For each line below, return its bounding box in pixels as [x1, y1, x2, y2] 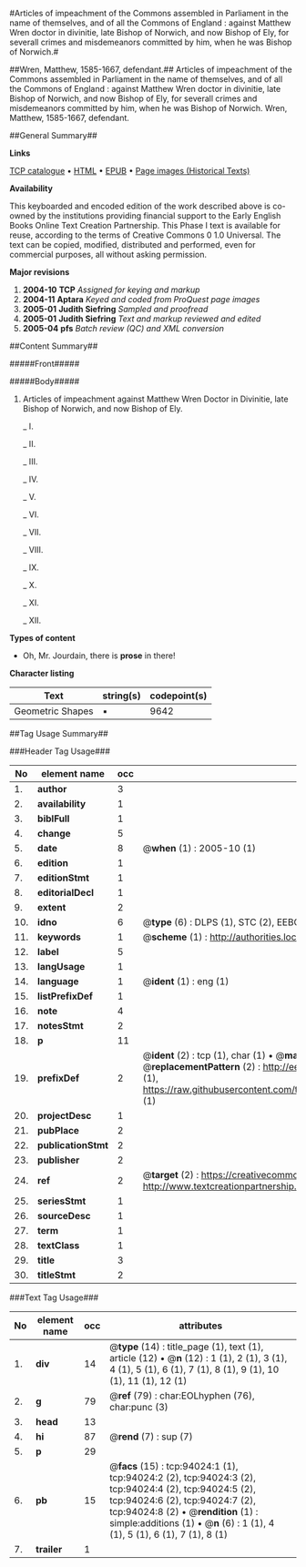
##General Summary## [9, 130, 97, 140]
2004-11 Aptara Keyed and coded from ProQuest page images [22, 294, 260, 304]
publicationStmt [37, 1139, 109, 1151]
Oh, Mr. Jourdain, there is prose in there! [22, 650, 176, 661]
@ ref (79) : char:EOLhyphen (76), [108, 1389, 255, 1401]
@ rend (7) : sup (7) [108, 1430, 193, 1442]
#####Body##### [9, 376, 80, 386]
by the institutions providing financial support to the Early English [36, 210, 281, 221]
